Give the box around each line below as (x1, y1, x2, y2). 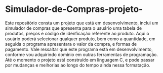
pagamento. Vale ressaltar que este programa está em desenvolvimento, (5, 46, 153, 52)
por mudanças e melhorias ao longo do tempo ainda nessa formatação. (5, 62, 151, 68)
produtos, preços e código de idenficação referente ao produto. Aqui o (5, 30, 150, 36)
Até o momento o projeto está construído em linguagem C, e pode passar (5, 57, 155, 63)
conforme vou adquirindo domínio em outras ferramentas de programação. (5, 51, 158, 58)
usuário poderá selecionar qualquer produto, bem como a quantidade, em (5, 36, 156, 42)
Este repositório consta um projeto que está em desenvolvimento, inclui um (5, 20, 159, 26)
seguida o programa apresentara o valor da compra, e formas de (5, 41, 137, 47)
